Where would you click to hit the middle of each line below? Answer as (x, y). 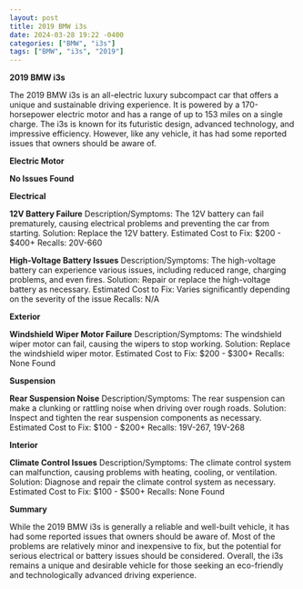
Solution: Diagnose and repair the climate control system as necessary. (142, 482)
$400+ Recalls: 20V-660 (56, 243)
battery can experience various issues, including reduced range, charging (148, 270)
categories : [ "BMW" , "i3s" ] (63, 43)
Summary (28, 509)
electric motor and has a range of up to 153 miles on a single (170, 115)
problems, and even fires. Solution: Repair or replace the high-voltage (140, 280)
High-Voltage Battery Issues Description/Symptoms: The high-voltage (142, 261)
